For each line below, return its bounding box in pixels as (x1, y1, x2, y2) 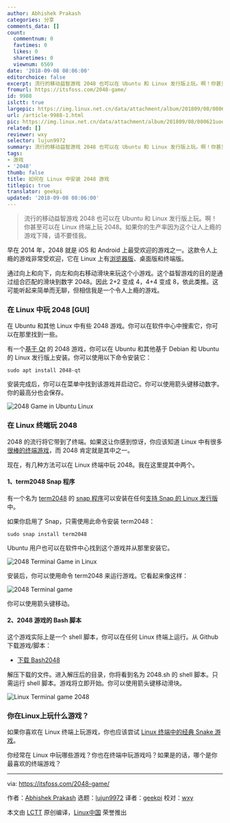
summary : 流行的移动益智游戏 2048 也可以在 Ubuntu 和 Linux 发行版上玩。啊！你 (7, 144, 217, 151)
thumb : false (7, 169, 44, 176)
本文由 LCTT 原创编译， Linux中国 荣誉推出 (7, 809, 127, 817)
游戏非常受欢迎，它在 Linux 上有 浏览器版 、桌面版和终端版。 (18, 255, 188, 262)
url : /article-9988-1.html (7, 112, 84, 118)
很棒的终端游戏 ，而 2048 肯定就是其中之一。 (7, 446, 133, 454)
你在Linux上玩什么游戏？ (7, 711, 89, 720)
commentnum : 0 (13, 36, 53, 42)
